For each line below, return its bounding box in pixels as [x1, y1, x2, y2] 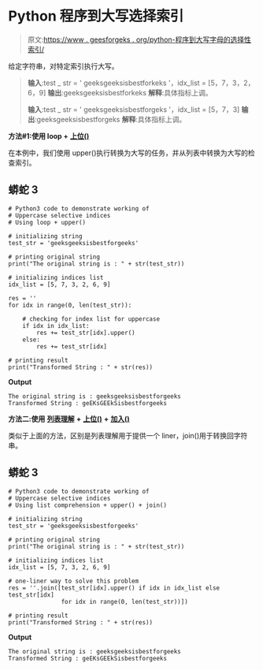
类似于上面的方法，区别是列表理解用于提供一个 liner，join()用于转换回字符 [8, 430, 248, 440]
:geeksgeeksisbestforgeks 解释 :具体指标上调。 [34, 114, 187, 124]
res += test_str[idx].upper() [36, 329, 135, 337]
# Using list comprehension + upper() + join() [8, 501, 168, 509]
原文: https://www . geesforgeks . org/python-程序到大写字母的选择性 [27, 35, 252, 44]
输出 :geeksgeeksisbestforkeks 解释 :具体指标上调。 [47, 87, 213, 97]
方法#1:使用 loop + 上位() [8, 131, 90, 140]
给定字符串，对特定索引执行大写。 [8, 61, 119, 71]
